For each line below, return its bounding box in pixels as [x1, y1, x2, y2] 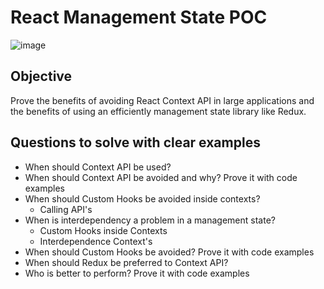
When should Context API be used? [24, 161, 172, 173]
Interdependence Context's [39, 235, 153, 247]
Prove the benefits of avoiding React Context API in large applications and [10, 94, 315, 106]
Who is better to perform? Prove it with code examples [24, 267, 250, 279]
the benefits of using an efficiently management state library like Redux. [10, 105, 307, 117]
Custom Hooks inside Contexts [39, 224, 168, 236]
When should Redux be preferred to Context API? [24, 256, 229, 268]
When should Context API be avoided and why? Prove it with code [24, 171, 298, 183]
